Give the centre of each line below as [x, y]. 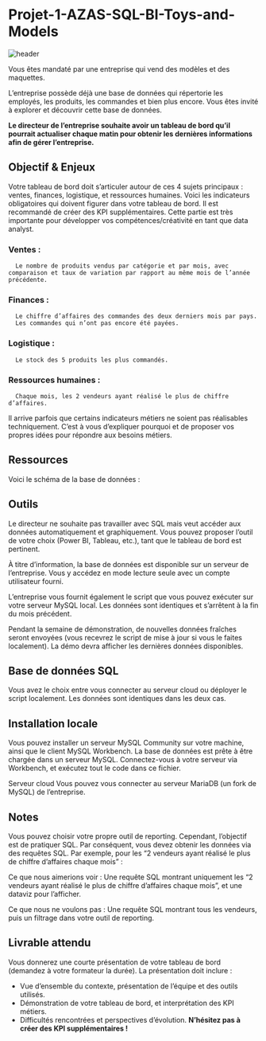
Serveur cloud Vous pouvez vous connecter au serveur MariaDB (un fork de [132, 784]
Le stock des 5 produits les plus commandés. [92, 360]
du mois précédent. [40, 613]
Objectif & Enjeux [52, 168]
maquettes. [27, 77]
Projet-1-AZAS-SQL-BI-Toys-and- [122, 15]
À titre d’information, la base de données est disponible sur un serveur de [129, 564]
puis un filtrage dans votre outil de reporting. [81, 918]
